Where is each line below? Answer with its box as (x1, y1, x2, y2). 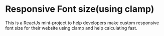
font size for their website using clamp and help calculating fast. (5, 25, 137, 31)
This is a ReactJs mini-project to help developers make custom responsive (5, 20, 159, 26)
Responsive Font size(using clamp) (5, 3, 154, 15)
